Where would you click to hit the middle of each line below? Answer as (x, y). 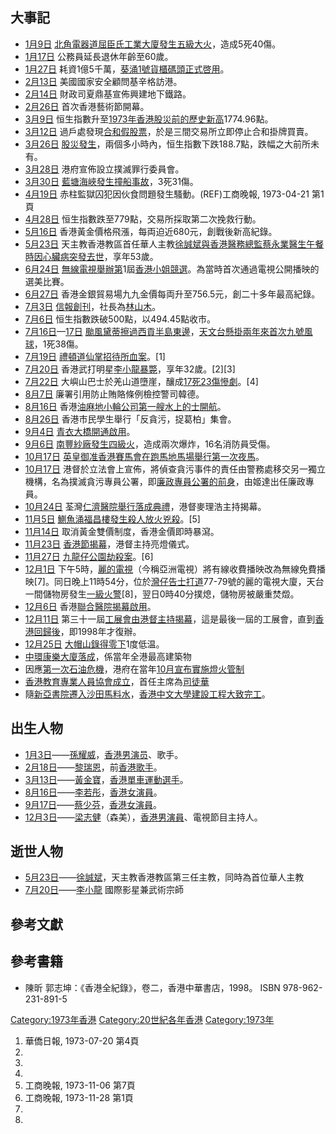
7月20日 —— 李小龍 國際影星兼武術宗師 (104, 890)
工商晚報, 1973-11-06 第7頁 (80, 1085)
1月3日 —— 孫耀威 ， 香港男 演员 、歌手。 (104, 754)
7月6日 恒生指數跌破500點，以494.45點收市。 (120, 319)
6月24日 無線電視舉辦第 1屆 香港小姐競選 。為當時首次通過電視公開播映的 (172, 269)
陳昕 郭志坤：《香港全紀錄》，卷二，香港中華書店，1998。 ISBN (152, 987)
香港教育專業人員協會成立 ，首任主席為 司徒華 (117, 681)
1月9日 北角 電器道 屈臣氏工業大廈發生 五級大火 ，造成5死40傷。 (153, 44)
